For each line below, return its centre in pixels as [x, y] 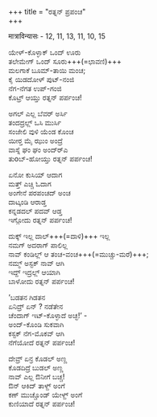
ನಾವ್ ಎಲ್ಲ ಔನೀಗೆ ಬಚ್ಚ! [37, 376]
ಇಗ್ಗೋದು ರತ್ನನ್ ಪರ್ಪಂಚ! [40, 220]
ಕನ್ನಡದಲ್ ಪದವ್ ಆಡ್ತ [35, 211]
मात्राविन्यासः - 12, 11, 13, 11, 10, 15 [57, 36]
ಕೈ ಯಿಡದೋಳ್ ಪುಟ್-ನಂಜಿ [41, 79]
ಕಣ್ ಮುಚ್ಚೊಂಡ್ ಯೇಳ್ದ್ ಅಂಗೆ [45, 395]
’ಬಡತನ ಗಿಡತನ [27, 297]
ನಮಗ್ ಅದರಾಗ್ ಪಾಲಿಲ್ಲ [38, 245]
